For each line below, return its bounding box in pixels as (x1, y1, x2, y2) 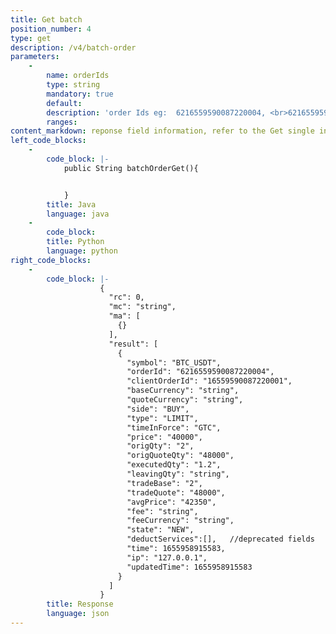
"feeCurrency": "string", (126, 516, 235, 526)
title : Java (46, 199, 97, 210)
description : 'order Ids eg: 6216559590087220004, (46, 107, 267, 118)
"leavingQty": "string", (126, 469, 230, 479)
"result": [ (108, 339, 159, 349)
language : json (46, 609, 110, 619)
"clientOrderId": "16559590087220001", (126, 376, 293, 386)
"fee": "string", (126, 506, 199, 516)
